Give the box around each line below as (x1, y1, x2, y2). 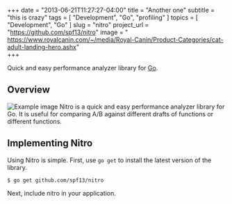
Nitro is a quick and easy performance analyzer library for (59, 102, 225, 111)
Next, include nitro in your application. (7, 189, 117, 197)
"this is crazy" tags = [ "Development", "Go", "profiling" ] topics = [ (7, 13, 199, 22)
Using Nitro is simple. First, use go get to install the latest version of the (7, 156, 212, 164)
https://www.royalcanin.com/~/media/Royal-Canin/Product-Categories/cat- (7, 36, 224, 44)
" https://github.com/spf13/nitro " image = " (7, 28, 129, 36)
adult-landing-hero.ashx (7, 43, 76, 51)
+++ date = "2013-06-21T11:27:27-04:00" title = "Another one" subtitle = (7, 6, 215, 14)
